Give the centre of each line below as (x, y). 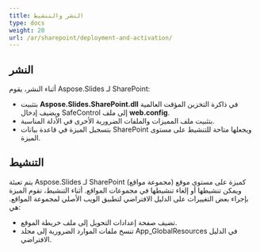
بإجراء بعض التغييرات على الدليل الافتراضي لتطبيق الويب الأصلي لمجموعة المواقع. (129, 198)
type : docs (27, 23)
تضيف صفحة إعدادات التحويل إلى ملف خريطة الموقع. (99, 222)
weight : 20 (27, 30)
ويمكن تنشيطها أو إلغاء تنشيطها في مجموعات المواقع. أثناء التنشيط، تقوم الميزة (125, 190)
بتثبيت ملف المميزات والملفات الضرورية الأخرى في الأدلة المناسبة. (117, 121)
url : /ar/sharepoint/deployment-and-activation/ (91, 38)
